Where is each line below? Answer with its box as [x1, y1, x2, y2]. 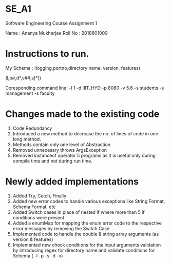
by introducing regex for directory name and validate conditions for [12, 247, 155, 253]
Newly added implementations [5, 176, 139, 187]
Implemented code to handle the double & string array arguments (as [12, 231, 159, 237]
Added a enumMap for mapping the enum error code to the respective [12, 220, 162, 226]
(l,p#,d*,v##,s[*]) [5, 75, 42, 81]
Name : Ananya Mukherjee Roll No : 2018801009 [5, 30, 108, 36]
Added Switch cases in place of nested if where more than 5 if [12, 209, 145, 215]
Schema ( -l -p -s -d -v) [12, 252, 63, 259]
